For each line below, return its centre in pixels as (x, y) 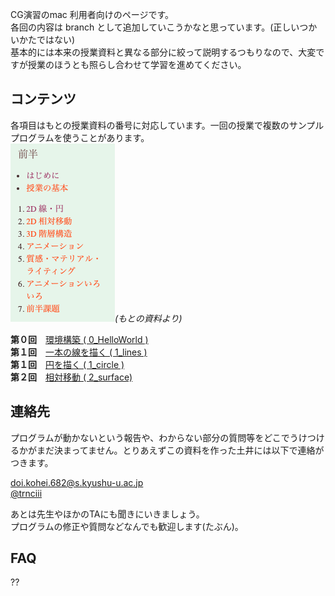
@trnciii (26, 493)
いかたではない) (43, 39)
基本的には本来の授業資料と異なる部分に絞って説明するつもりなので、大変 (163, 52)
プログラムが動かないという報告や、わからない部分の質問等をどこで (150, 437)
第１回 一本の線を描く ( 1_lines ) (79, 352)
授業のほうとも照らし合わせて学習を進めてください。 (137, 64)
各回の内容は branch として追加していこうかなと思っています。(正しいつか (164, 27)
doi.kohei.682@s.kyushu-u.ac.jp (77, 482)
